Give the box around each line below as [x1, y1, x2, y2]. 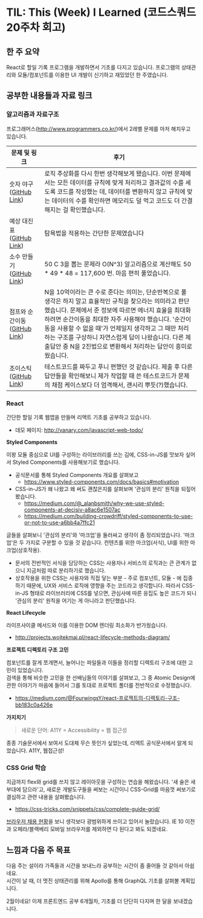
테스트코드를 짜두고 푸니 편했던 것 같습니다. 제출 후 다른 [44, 362, 193, 371]
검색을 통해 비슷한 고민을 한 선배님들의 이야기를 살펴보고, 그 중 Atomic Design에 [6, 674, 195, 681]
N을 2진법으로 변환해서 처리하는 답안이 [69, 342, 174, 350]
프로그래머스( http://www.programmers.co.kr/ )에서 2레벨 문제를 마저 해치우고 [6, 125, 191, 132]
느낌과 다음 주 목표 [6, 845, 71, 855]
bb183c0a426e [14, 701, 53, 708]
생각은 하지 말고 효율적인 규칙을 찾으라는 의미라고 [44, 297, 177, 305]
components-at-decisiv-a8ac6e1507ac [24, 506, 121, 513]
